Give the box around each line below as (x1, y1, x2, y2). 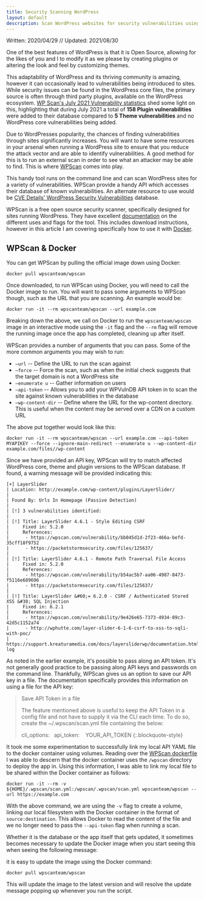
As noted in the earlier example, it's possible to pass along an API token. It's (6, 657, 196, 664)
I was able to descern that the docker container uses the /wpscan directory (6, 756, 192, 764)
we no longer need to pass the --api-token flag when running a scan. (6, 821, 180, 829)
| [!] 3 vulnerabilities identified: (6, 508, 102, 515)
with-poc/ (6, 631, 32, 637)
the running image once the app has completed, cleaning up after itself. (6, 330, 185, 337)
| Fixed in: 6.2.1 (6, 604, 64, 610)
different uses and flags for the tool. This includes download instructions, (6, 219, 189, 226)
